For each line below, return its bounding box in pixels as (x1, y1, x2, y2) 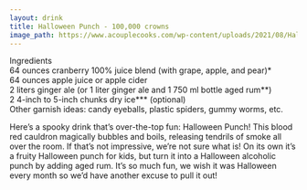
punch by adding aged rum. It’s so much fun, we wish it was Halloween (9, 161, 277, 172)
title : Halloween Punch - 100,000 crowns (9, 22, 170, 31)
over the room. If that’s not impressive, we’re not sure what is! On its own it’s (9, 141, 296, 152)
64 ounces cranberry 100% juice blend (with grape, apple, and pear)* (9, 65, 272, 76)
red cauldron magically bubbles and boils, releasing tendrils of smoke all (9, 132, 281, 142)
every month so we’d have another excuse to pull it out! (9, 170, 217, 181)
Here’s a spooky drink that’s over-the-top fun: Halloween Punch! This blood (9, 121, 293, 132)
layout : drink (9, 13, 64, 23)
